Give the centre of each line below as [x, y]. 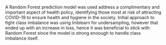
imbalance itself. [22, 38]
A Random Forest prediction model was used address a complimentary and [83, 7]
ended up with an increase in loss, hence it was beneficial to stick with [78, 28]
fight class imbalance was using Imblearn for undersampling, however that [82, 22]
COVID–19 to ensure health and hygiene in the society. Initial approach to [80, 17]
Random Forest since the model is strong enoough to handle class [73, 33]
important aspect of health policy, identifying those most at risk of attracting [83, 12]
